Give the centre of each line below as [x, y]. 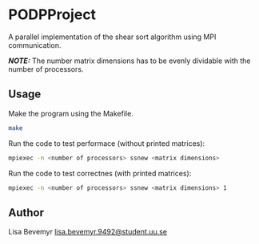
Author [26, 213]
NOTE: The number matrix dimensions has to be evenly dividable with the [129, 61]
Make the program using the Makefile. [71, 113]
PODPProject [52, 15]
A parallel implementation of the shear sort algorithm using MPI [112, 37]
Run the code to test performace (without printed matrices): [107, 143]
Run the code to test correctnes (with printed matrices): [100, 173]
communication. [35, 45]
